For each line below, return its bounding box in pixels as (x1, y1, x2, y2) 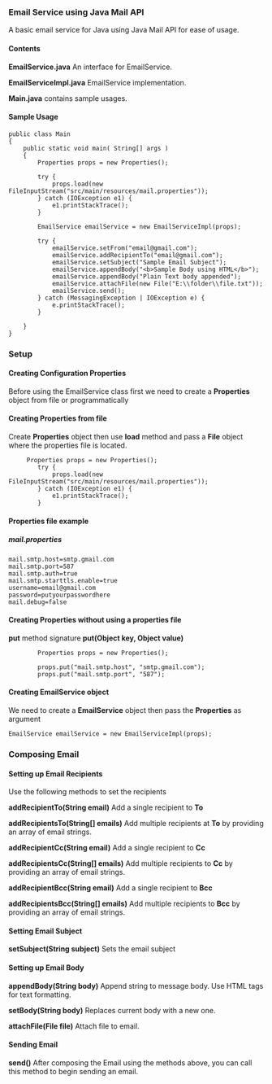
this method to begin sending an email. (8, 1066, 139, 1076)
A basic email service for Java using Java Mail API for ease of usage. (8, 25, 240, 35)
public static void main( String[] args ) (23, 144, 169, 152)
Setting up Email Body (8, 963, 84, 973)
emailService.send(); (51, 286, 126, 295)
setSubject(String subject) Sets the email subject (8, 944, 176, 954)
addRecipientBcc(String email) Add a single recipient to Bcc (8, 883, 213, 893)
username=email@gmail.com (8, 584, 96, 592)
